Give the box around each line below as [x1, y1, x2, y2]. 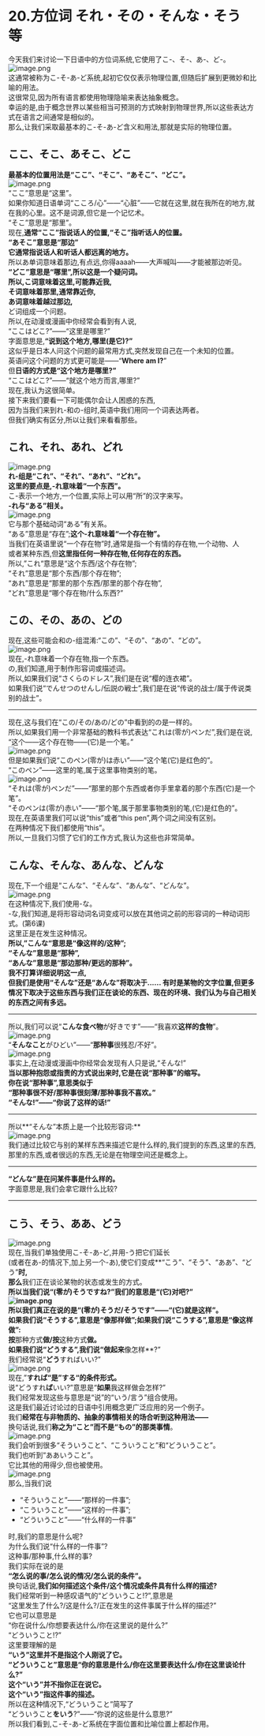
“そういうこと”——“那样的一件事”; [19, 1495, 131, 1504]
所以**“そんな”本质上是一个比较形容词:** [8, 1122, 141, 1132]
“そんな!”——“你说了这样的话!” [8, 1098, 111, 1107]
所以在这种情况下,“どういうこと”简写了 [8, 1700, 134, 1708]
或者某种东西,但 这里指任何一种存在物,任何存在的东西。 [8, 548, 185, 558]
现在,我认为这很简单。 [8, 385, 80, 395]
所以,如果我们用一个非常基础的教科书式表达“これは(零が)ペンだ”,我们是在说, [8, 728, 253, 737]
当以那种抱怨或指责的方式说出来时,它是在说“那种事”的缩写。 [8, 1068, 205, 1078]
